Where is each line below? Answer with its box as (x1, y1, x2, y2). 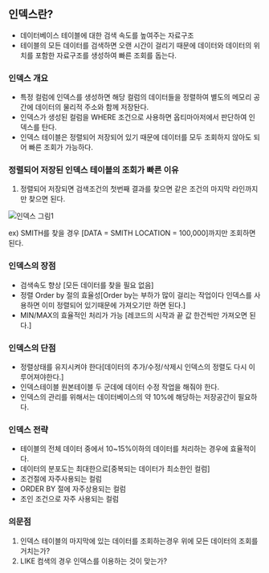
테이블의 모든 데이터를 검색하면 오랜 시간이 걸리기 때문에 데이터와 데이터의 (19, 40, 252, 50)
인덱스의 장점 (8, 260, 56, 271)
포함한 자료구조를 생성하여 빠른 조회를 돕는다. (35, 51, 177, 60)
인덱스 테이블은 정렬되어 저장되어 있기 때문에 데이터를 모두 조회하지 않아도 (19, 132, 252, 142)
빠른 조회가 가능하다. (28, 143, 94, 152)
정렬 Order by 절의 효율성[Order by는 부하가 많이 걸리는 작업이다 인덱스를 (19, 290, 253, 299)
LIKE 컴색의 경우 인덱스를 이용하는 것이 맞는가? (19, 556, 167, 566)
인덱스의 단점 (8, 342, 56, 353)
